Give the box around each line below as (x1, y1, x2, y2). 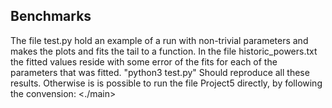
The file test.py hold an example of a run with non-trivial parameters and (10, 34, 309, 46)
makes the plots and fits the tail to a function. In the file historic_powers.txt (10, 45, 318, 57)
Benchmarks (10, 8, 92, 25)
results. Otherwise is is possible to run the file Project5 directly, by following (10, 77, 323, 89)
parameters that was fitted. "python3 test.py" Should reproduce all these (10, 66, 310, 78)
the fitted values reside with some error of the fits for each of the (10, 55, 278, 68)
